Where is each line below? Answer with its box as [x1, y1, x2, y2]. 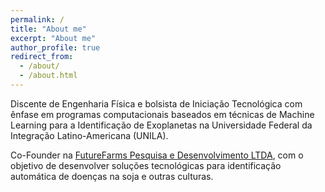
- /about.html [19, 71, 78, 81]
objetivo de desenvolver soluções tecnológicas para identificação [10, 159, 282, 171]
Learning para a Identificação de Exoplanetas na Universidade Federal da [10, 119, 313, 131]
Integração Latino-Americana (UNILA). [10, 129, 169, 141]
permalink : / [10, 14, 65, 25]
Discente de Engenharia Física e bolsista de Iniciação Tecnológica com [10, 97, 303, 110]
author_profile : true [10, 42, 101, 53]
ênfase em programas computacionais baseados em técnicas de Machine [10, 108, 315, 120]
